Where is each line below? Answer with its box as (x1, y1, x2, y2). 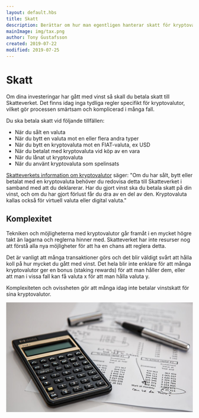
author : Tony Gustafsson (6, 34, 68, 41)
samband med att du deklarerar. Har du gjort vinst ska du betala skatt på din (6, 184, 192, 191)
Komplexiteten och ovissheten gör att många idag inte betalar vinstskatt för (6, 284, 190, 291)
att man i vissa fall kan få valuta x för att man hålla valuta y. (6, 273, 150, 280)
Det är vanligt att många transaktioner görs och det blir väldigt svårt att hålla (6, 254, 192, 261)
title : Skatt (6, 15, 38, 22)
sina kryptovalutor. (6, 291, 52, 298)
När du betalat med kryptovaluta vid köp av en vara (14, 147, 140, 154)
